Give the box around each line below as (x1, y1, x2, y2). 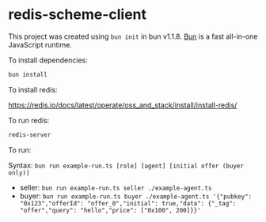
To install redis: (8, 85, 58, 94)
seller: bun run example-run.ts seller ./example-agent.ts (19, 182, 212, 192)
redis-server (8, 130, 51, 139)
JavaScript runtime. (8, 40, 73, 49)
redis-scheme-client (8, 6, 147, 24)
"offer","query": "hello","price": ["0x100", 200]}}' (19, 206, 201, 214)
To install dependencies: (8, 55, 89, 65)
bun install (8, 70, 47, 78)
